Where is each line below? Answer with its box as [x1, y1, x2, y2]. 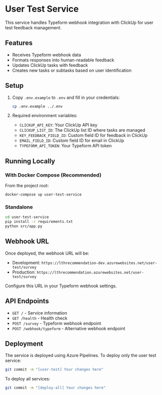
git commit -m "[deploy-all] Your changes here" [5, 385, 106, 391]
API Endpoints [5, 297, 49, 305]
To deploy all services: [5, 376, 50, 382]
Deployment [5, 339, 43, 348]
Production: [12, 269, 36, 275]
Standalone [5, 203, 33, 210]
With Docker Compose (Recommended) [5, 172, 101, 178]
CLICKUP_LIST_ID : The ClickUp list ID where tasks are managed [19, 127, 145, 133]
